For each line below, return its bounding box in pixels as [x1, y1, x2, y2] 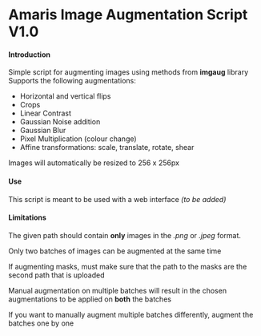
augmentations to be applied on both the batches [8, 294, 172, 304]
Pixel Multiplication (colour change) [19, 134, 138, 144]
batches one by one [8, 318, 74, 328]
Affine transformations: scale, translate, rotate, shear [19, 143, 195, 152]
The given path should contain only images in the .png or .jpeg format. [8, 230, 242, 240]
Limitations [8, 213, 46, 222]
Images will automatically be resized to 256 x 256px [8, 158, 180, 168]
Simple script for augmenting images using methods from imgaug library [8, 67, 249, 77]
